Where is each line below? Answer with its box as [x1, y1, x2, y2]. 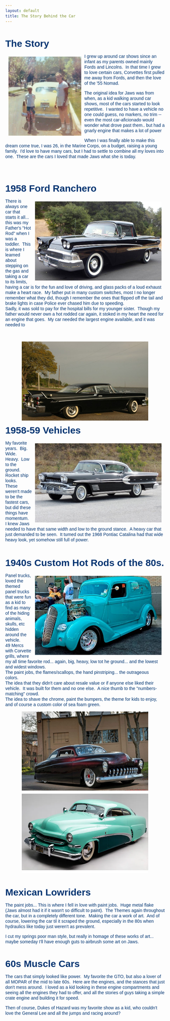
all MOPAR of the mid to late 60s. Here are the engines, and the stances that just [5, 979, 165, 985]
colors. [5, 674, 19, 680]
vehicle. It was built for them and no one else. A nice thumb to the [5, 686, 136, 691]
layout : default [5, 8, 39, 13]
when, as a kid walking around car [84, 95, 151, 101]
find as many [5, 605, 31, 611]
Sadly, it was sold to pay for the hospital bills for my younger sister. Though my [5, 306, 160, 311]
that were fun [5, 594, 31, 600]
